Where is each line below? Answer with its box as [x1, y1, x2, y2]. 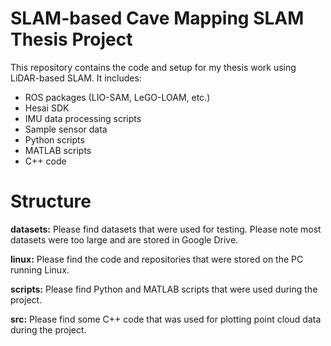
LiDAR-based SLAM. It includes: [10, 72, 142, 84]
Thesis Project [10, 28, 133, 51]
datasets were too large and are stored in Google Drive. [10, 233, 239, 246]
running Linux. [10, 263, 70, 276]
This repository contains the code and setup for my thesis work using [10, 61, 297, 73]
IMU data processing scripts [24, 112, 142, 124]
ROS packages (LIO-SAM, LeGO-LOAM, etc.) [24, 91, 211, 103]
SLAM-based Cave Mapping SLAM [10, 7, 305, 30]
